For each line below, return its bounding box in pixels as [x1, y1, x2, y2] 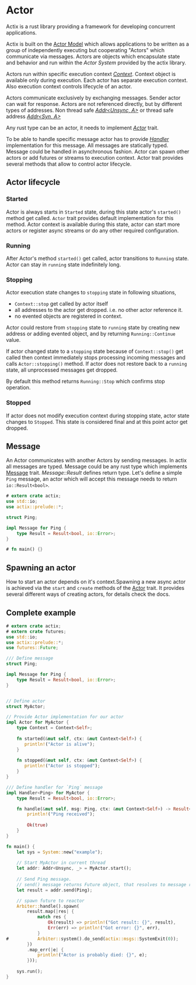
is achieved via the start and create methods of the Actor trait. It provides [6, 585, 185, 592]
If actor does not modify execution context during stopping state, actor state [6, 412, 190, 419]
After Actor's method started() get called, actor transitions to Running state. [6, 255, 189, 262]
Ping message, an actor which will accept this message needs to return [6, 475, 177, 483]
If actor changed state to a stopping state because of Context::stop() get [6, 348, 184, 355]
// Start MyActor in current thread [16, 860, 106, 866]
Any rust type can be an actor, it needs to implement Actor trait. [6, 124, 159, 131]
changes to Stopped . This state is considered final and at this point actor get [6, 418, 188, 425]
